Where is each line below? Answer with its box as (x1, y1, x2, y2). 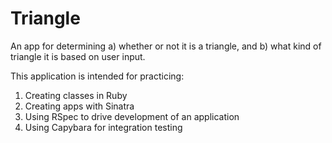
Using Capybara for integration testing (24, 121, 183, 133)
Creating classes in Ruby (24, 89, 128, 101)
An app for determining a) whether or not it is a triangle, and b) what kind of (10, 40, 322, 52)
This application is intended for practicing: (10, 70, 185, 82)
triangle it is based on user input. (10, 50, 146, 62)
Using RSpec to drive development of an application (24, 110, 240, 122)
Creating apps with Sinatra (24, 100, 135, 112)
